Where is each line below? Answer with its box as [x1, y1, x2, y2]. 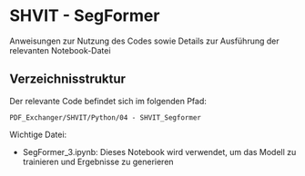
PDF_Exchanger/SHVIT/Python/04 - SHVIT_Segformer [9, 112, 202, 122]
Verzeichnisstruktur [9, 72, 126, 87]
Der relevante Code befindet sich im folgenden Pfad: [9, 95, 208, 106]
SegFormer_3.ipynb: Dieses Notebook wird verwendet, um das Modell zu [22, 146, 297, 157]
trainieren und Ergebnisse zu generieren [22, 156, 175, 167]
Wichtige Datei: [9, 129, 67, 140]
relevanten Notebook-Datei [9, 44, 111, 55]
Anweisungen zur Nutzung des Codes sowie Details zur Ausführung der [9, 35, 280, 46]
